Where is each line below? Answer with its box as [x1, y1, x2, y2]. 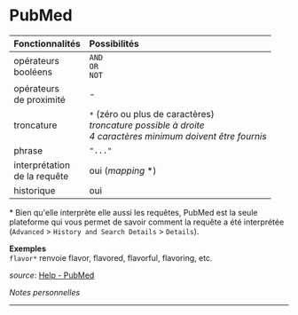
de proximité [13, 93, 67, 106]
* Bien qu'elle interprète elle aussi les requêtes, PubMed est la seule [9, 207, 258, 217]
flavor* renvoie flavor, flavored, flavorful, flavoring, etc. [9, 252, 213, 263]
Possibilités [89, 37, 139, 50]
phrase [13, 144, 43, 156]
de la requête [13, 169, 69, 182]
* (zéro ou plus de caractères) [89, 107, 215, 120]
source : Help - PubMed [9, 270, 95, 280]
